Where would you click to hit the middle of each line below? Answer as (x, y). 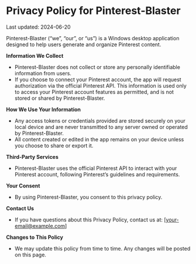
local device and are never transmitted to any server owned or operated (101, 127)
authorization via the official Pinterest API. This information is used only (101, 85)
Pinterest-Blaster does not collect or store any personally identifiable (97, 67)
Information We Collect (35, 55)
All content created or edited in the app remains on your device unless (99, 139)
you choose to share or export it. (54, 145)
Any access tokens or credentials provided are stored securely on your (100, 120)
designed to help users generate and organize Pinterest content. (84, 44)
